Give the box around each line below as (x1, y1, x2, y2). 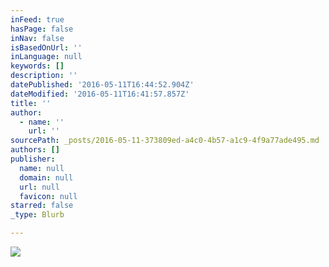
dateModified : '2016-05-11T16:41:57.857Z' (10, 89, 190, 99)
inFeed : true (10, 14, 65, 25)
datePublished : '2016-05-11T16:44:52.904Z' (10, 80, 195, 90)
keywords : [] (10, 61, 65, 71)
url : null (19, 182, 60, 192)
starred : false (10, 201, 74, 211)
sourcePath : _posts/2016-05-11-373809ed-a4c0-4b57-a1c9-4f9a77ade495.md (10, 136, 320, 146)
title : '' (10, 98, 52, 108)
